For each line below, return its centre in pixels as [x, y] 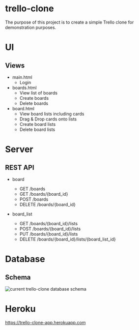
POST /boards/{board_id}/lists [50, 229]
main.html [22, 77]
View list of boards [39, 93]
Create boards [34, 98]
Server [19, 149]
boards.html [24, 88]
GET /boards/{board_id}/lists [48, 223]
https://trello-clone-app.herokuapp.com [45, 322]
